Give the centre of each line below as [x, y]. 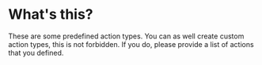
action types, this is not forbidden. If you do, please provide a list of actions [131, 44]
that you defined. [36, 52]
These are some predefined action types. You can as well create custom [126, 36]
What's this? [51, 14]
